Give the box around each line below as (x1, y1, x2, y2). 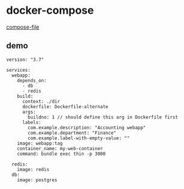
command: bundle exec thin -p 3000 (17, 151, 106, 157)
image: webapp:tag (17, 140, 63, 147)
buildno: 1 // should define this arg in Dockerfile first (28, 114, 179, 120)
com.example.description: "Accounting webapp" (28, 124, 146, 130)
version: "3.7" (6, 56, 44, 63)
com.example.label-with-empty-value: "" (28, 135, 130, 141)
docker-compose (6, 4, 94, 17)
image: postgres (17, 177, 58, 183)
